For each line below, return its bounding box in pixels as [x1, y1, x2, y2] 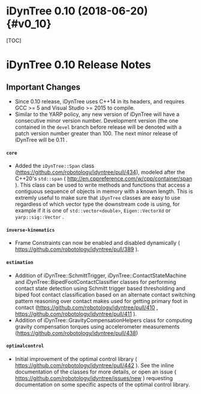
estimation [6, 259, 34, 265]
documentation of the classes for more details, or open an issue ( [14, 368, 177, 375]
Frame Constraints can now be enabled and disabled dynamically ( [14, 239, 180, 247]
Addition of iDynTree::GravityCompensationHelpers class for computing [14, 316, 193, 324]
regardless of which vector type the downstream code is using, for [14, 200, 180, 208]
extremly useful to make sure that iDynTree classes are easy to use [14, 194, 181, 202]
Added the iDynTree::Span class [14, 162, 95, 170]
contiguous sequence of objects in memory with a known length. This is [14, 188, 193, 195]
